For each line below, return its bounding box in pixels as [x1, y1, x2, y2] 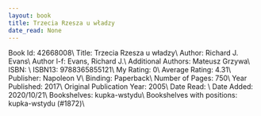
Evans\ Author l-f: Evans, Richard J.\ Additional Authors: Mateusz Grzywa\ [8, 56, 251, 66]
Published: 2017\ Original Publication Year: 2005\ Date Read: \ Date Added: [8, 82, 254, 91]
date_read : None [8, 26, 62, 34]
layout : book [8, 11, 52, 20]
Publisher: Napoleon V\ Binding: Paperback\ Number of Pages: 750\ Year [8, 73, 248, 83]
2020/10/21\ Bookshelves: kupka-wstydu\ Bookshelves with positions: [8, 91, 238, 100]
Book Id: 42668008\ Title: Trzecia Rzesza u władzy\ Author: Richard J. [8, 48, 239, 58]
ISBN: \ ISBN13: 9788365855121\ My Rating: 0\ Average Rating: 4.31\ [8, 65, 232, 75]
